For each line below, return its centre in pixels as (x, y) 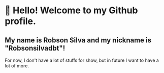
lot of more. (17, 66)
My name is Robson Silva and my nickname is (78, 40)
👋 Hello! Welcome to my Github (71, 10)
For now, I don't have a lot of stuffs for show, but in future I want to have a (82, 60)
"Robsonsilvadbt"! (35, 48)
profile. (21, 21)
